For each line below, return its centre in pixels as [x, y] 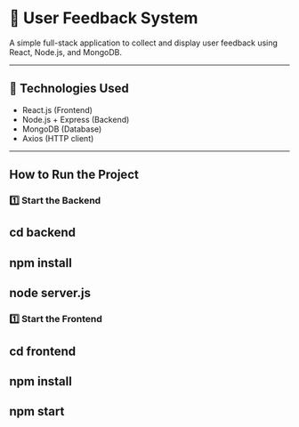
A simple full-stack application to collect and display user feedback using [144, 43]
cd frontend [43, 351]
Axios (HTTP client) [58, 138]
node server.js [50, 293]
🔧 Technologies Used [69, 89]
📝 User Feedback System [104, 18]
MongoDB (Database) [62, 129]
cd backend [43, 233]
